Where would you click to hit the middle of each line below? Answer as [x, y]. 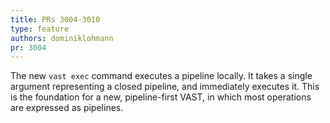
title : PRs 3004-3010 [55, 19]
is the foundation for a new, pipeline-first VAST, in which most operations [161, 97]
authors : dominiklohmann [62, 38]
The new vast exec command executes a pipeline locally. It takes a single [161, 76]
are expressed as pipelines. [67, 108]
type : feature [40, 29]
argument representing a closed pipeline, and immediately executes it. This [165, 87]
